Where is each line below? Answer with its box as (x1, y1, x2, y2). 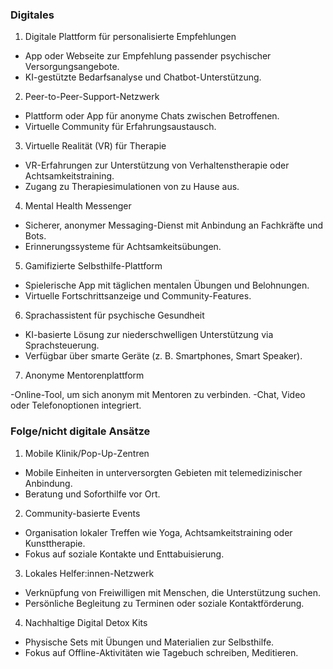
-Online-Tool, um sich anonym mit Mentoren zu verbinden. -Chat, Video (10, 389, 306, 401)
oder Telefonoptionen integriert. (10, 399, 142, 412)
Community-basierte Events (24, 507, 141, 519)
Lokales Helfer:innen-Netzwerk (24, 567, 155, 579)
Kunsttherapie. (24, 537, 86, 549)
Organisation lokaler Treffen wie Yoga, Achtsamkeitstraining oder (24, 526, 293, 538)
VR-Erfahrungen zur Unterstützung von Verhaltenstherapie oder (24, 159, 290, 172)
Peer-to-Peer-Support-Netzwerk (24, 91, 160, 103)
